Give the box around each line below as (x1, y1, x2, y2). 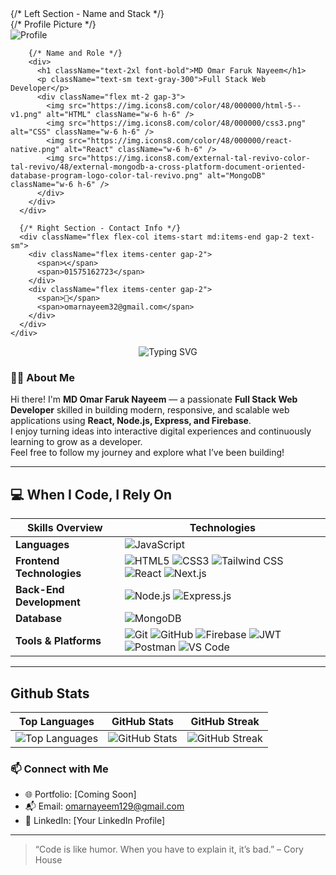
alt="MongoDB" (206, 171, 267, 181)
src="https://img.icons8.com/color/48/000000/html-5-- (68, 101, 302, 111)
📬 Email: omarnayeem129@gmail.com (24, 800, 185, 812)
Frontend (15, 554, 60, 568)
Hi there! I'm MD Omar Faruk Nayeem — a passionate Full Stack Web (10, 393, 298, 406)
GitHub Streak (190, 714, 260, 728)
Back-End (15, 583, 65, 597)
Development (15, 595, 81, 609)
